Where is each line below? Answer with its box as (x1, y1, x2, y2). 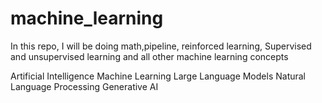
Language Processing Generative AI (10, 80, 159, 92)
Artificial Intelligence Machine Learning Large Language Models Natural (10, 70, 307, 82)
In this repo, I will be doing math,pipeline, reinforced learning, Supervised (10, 40, 312, 52)
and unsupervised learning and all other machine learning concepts (10, 50, 289, 62)
